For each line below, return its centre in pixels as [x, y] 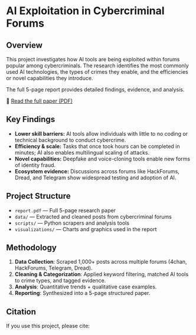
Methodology [32, 248]
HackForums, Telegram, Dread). [53, 268]
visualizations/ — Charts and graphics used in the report [86, 229]
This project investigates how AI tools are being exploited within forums [93, 59]
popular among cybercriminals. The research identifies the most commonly [97, 65]
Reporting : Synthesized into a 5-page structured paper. [82, 293]
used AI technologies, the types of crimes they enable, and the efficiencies [97, 72]
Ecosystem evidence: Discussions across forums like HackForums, [97, 171]
